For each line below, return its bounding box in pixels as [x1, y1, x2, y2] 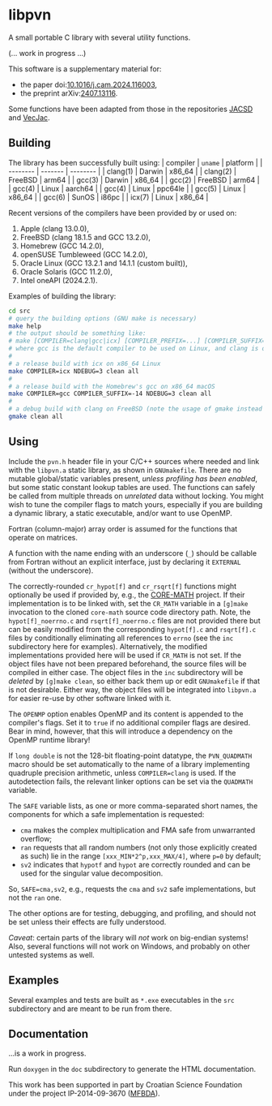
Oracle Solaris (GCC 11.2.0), [19, 266, 113, 277]
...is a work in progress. [8, 1048, 87, 1058]
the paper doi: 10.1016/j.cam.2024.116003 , [19, 80, 158, 89]
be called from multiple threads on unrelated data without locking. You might [8, 491, 264, 501]
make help [8, 322, 42, 330]
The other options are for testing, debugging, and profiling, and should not [8, 908, 257, 918]
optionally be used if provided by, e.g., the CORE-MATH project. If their [8, 590, 245, 600]
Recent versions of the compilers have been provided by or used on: [8, 208, 237, 217]
